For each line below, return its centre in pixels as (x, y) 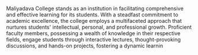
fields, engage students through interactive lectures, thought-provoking (93, 39)
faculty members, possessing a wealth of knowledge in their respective (93, 33)
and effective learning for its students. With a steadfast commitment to (92, 15)
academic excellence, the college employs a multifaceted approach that (94, 21)
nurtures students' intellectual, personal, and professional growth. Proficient (99, 27)
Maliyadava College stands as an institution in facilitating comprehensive (95, 8)
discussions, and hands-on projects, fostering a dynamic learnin (85, 46)
